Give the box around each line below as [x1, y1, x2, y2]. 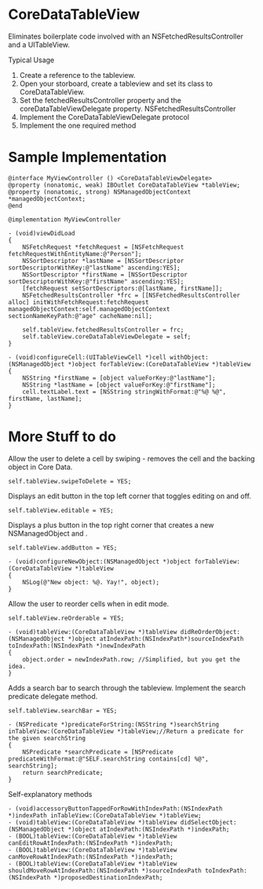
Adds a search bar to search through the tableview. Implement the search [8, 683, 246, 692]
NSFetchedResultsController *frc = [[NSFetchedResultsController [22, 291, 241, 299]
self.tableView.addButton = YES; [8, 543, 118, 552]
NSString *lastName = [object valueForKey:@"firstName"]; [22, 380, 216, 389]
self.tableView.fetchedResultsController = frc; [22, 325, 184, 334]
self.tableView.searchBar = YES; [8, 706, 118, 714]
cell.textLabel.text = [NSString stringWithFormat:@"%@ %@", [22, 387, 226, 395]
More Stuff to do [8, 428, 116, 446]
